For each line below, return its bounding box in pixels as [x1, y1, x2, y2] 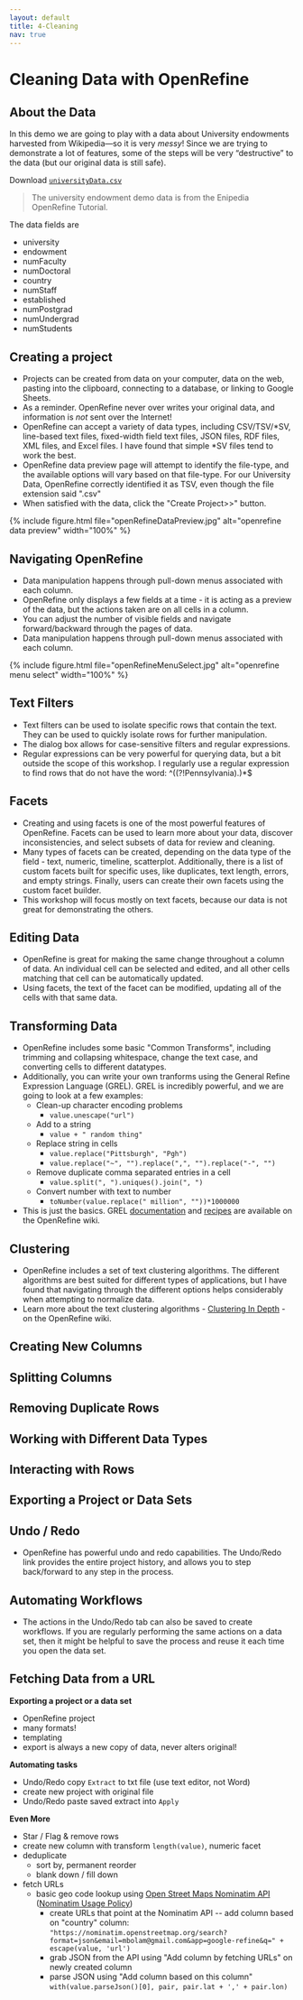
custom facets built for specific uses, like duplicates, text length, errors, [22, 866, 289, 876]
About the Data [9, 105, 96, 120]
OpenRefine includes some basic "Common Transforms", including [22, 1042, 271, 1053]
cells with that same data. [22, 992, 118, 1003]
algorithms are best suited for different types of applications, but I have [22, 1274, 287, 1286]
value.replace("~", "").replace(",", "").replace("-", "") [49, 1159, 277, 1169]
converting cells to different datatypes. [22, 1061, 167, 1072]
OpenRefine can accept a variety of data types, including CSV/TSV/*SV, [22, 421, 291, 432]
